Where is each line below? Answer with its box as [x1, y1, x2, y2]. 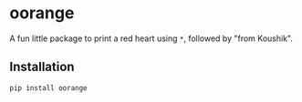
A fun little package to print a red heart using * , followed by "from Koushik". [9, 33, 294, 44]
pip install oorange [9, 83, 89, 93]
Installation [9, 59, 75, 75]
